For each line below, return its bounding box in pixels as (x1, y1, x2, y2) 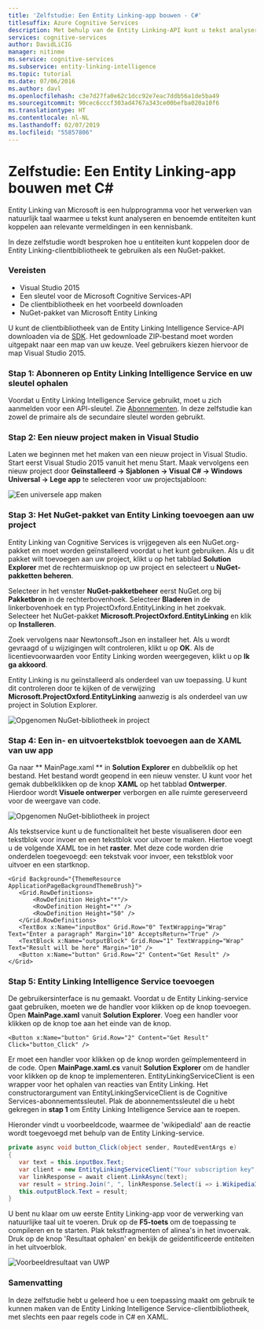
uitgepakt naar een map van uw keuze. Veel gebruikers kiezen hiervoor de (8, 340, 249, 349)
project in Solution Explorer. (8, 700, 98, 709)
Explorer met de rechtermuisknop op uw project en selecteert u (8, 562, 214, 572)
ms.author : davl (8, 84, 61, 93)
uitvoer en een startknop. (8, 860, 90, 870)
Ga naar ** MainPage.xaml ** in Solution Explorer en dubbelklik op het (8, 763, 238, 772)
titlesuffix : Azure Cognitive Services (8, 19, 139, 27)
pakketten (8, 571, 42, 580)
